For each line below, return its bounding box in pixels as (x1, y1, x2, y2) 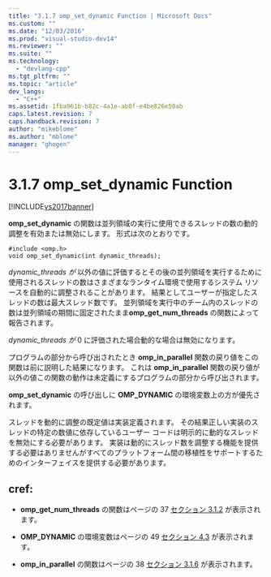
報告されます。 (8, 318, 58, 328)
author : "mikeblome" (8, 125, 79, 133)
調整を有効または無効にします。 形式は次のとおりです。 (8, 229, 195, 239)
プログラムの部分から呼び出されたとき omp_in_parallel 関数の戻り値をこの (8, 352, 259, 362)
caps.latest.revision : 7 (8, 110, 92, 118)
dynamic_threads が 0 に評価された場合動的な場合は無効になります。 (8, 335, 240, 345)
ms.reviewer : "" (8, 42, 63, 50)
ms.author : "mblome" (8, 132, 79, 140)
